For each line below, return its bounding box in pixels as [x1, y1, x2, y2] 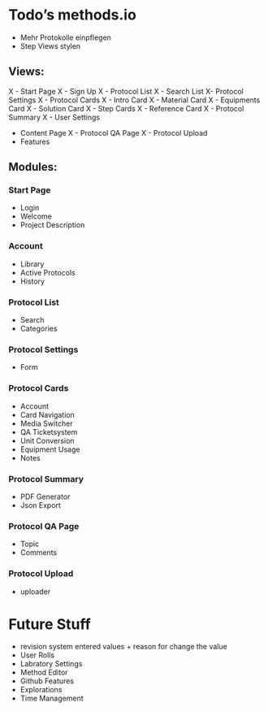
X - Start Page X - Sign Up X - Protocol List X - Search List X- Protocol [8, 86, 244, 96]
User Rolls [19, 650, 55, 660]
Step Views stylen [19, 41, 81, 50]
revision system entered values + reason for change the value [19, 642, 227, 652]
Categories [19, 323, 58, 334]
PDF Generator [19, 492, 71, 501]
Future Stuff [8, 615, 91, 633]
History [19, 276, 45, 286]
